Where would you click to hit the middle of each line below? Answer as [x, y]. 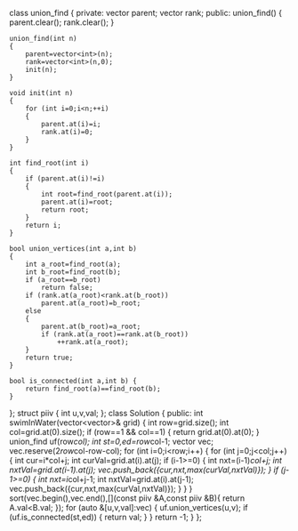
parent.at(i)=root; [77, 202]
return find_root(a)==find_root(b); [93, 389]
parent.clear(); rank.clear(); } [62, 22]
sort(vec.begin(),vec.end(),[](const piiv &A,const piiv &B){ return [127, 498]
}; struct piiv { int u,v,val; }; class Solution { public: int [106, 413]
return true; [49, 358]
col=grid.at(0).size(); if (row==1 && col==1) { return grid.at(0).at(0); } [134, 432]
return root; [65, 210]
